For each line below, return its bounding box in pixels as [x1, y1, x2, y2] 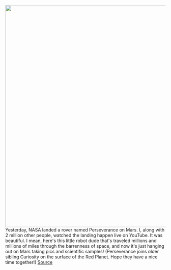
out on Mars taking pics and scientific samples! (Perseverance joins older [5, 249, 159, 254]
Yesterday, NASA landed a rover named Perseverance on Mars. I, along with [5, 227, 165, 233]
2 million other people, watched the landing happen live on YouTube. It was [5, 232, 163, 238]
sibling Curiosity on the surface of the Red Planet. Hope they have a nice [5, 254, 158, 260]
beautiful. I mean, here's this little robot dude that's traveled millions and [5, 238, 157, 244]
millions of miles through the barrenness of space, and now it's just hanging [5, 243, 164, 249]
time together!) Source [5, 259, 53, 265]
